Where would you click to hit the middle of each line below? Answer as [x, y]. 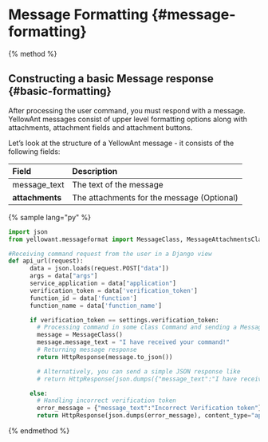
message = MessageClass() [80, 335]
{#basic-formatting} [60, 91]
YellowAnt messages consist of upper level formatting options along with [128, 119]
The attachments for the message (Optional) [155, 197]
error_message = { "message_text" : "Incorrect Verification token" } [150, 408]
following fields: [34, 151]
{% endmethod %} [39, 431]
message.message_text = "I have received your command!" [133, 342]
